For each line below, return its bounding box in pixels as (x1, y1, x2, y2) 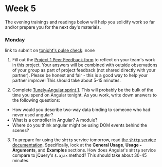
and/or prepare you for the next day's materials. (5, 24, 101, 30)
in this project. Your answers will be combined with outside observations (12, 62, 158, 68)
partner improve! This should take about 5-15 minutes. (12, 77, 121, 83)
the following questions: (12, 97, 60, 103)
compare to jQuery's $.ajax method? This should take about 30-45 (12, 152, 147, 158)
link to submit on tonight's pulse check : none (5, 47, 95, 54)
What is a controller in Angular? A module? (12, 117, 98, 123)
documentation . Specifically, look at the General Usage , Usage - (12, 142, 142, 148)
